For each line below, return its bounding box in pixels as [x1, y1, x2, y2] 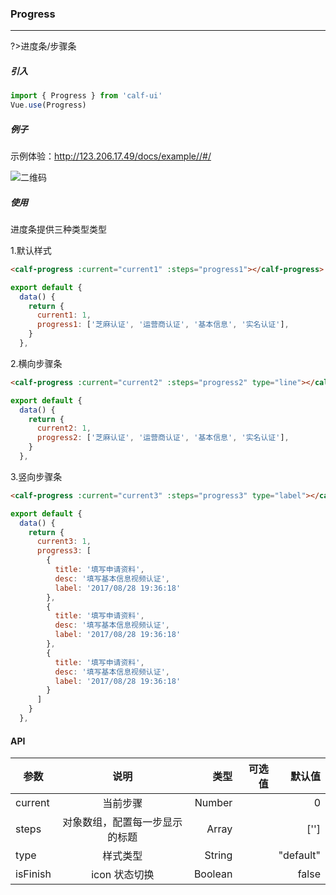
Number [194, 796, 233, 810]
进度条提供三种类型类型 [10, 223, 107, 235]
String [204, 848, 233, 862]
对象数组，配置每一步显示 [62, 815, 183, 829]
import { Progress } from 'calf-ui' [10, 91, 163, 101]
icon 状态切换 [91, 868, 155, 882]
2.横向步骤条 [10, 357, 63, 369]
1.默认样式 [10, 244, 52, 256]
